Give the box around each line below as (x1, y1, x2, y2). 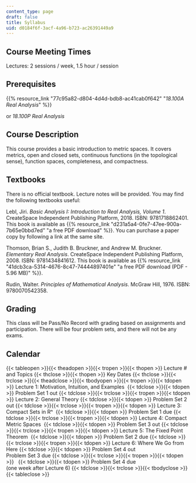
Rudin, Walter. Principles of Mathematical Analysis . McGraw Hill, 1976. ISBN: (6, 280, 190, 288)
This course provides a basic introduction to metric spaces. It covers (6, 145, 171, 152)
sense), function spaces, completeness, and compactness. (6, 157, 149, 165)
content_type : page (6, 8, 54, 15)
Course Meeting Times (6, 46, 91, 56)
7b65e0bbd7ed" (6, 227, 46, 234)
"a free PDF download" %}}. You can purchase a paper (46, 227, 180, 234)
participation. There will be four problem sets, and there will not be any (6, 326, 177, 333)
